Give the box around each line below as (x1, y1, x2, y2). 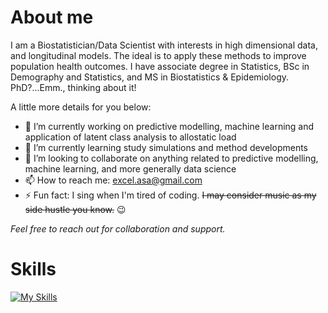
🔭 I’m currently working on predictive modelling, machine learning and (24, 120, 315, 132)
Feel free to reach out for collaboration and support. (10, 222, 226, 235)
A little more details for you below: (10, 101, 152, 113)
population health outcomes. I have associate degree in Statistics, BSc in (10, 60, 310, 72)
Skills (10, 258, 57, 281)
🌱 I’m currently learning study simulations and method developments (24, 141, 308, 153)
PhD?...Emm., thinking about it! (10, 81, 137, 93)
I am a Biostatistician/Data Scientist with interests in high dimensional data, (10, 39, 319, 51)
